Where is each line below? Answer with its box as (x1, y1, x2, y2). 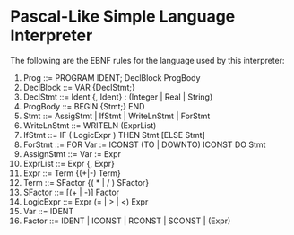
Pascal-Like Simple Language (10, 6, 236, 27)
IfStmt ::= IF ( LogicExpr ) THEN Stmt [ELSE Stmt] (22, 129, 205, 140)
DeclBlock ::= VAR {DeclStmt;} (22, 82, 135, 92)
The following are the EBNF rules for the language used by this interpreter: (10, 55, 285, 65)
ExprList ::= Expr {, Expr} (22, 158, 116, 169)
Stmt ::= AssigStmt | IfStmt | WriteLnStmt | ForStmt (22, 110, 211, 121)
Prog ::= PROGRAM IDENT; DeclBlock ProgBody (22, 72, 201, 83)
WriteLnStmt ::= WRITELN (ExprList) (22, 119, 157, 131)
